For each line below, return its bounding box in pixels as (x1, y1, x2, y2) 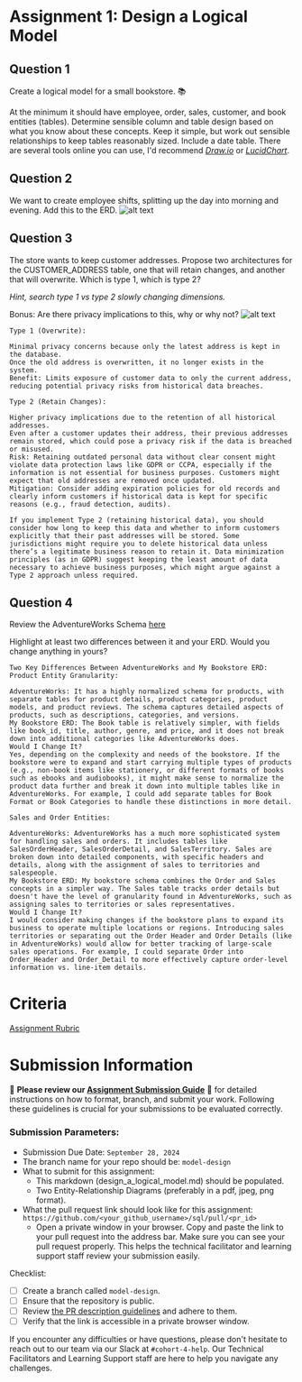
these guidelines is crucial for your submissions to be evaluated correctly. (9, 1103, 283, 1114)
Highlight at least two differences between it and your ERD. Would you (9, 636, 270, 647)
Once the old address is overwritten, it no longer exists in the (9, 358, 264, 367)
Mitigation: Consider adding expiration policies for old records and (9, 484, 280, 493)
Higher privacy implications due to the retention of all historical (9, 413, 277, 422)
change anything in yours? (9, 646, 108, 657)
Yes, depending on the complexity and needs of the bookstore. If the (9, 750, 280, 759)
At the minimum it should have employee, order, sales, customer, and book (9, 106, 287, 117)
